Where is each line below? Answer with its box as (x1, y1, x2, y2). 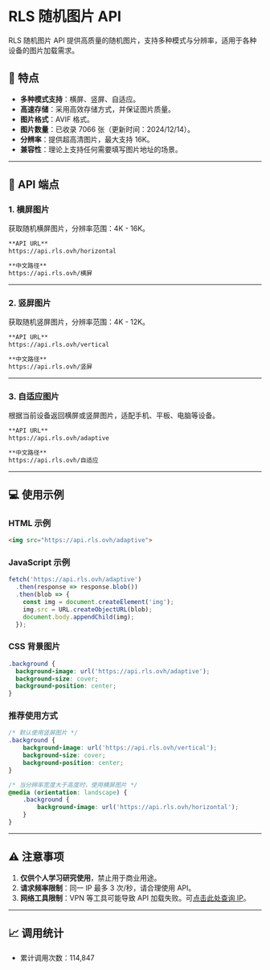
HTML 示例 (8, 517, 51, 528)
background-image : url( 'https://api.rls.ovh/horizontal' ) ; (37, 804, 239, 812)
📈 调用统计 (8, 927, 64, 940)
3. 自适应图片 (8, 391, 59, 402)
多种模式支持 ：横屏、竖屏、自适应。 (19, 94, 141, 104)
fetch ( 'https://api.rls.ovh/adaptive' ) (8, 576, 142, 584)
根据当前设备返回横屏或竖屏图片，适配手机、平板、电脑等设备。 (8, 411, 219, 421)
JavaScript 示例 (8, 557, 71, 568)
